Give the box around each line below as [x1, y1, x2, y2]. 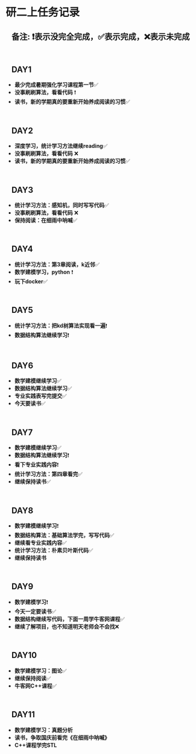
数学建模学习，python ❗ [14, 268, 74, 275]
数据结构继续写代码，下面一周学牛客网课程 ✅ [14, 615, 125, 622]
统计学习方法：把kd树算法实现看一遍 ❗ [14, 321, 107, 329]
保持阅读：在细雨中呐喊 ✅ [14, 217, 78, 224]
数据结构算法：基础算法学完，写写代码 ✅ [14, 532, 115, 539]
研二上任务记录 [5, 5, 80, 19]
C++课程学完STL [14, 741, 57, 749]
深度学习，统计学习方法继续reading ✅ [14, 143, 108, 150]
